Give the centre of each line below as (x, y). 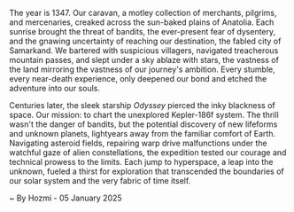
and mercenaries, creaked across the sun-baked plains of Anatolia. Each (142, 22)
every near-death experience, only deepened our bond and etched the (138, 79)
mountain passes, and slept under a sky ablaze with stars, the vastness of (144, 60)
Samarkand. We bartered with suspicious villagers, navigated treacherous (144, 51)
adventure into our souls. (54, 88)
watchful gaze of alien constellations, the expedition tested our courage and (148, 153)
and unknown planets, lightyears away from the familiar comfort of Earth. (143, 133)
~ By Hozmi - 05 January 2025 (66, 198)
